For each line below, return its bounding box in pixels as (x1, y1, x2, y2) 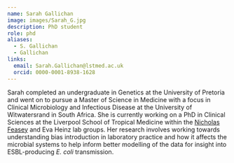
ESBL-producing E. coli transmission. (7, 148, 114, 156)
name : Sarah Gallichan (7, 10, 74, 17)
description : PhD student (7, 23, 83, 30)
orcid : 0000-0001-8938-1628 (13, 69, 96, 76)
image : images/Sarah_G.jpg (7, 17, 86, 24)
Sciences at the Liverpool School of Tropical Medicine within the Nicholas (7, 118, 220, 126)
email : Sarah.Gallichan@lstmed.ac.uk (13, 62, 124, 69)
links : (7, 56, 27, 63)
